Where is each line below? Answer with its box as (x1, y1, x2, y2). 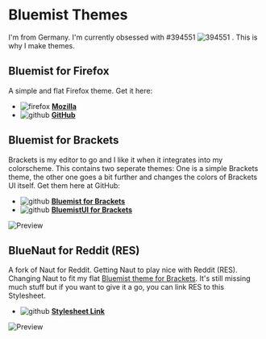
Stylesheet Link (51, 307, 105, 316)
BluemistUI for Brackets (51, 204, 133, 215)
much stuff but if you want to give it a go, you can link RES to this (8, 282, 224, 292)
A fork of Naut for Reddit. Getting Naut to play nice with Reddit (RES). (8, 265, 238, 275)
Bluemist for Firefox (8, 65, 110, 78)
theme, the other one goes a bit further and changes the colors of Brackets (8, 172, 258, 182)
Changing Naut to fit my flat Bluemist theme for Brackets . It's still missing (8, 274, 251, 283)
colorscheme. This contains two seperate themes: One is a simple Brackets (8, 163, 259, 173)
